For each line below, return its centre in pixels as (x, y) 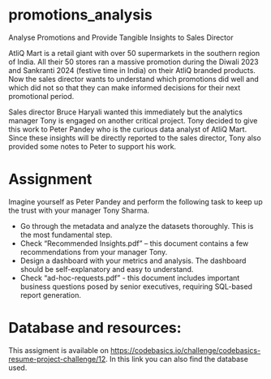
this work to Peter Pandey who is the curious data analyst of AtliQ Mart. (128, 129)
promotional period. (41, 96)
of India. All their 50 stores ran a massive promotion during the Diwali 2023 (134, 62)
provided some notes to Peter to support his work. (92, 146)
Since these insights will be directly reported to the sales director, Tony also (135, 138)
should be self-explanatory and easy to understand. (107, 269)
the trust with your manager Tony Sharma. (79, 210)
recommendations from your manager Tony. (94, 252)
